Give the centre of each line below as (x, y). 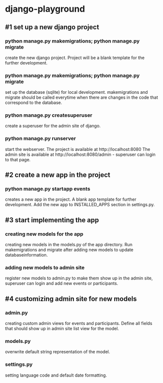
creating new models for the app (44, 234)
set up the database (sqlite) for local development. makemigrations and (77, 92)
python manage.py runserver (41, 139)
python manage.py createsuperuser (49, 115)
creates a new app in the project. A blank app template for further (71, 199)
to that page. (18, 159)
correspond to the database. (34, 103)
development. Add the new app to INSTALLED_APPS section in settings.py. (80, 205)
